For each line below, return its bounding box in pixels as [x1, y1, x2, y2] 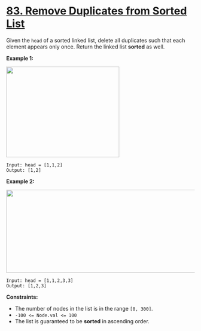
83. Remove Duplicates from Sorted [6, 4, 187, 18]
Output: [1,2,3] [6, 283, 47, 289]
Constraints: [6, 293, 38, 300]
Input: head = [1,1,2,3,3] [6, 277, 74, 284]
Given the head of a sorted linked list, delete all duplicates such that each [6, 37, 185, 44]
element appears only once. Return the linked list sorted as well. [6, 43, 165, 50]
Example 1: [6, 54, 34, 62]
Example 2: [6, 178, 35, 185]
